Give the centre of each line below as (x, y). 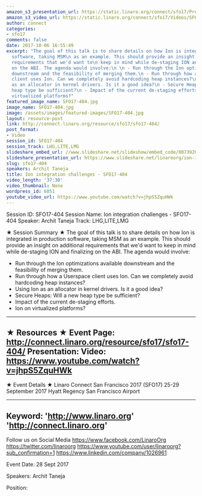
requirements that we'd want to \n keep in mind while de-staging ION (100, 62)
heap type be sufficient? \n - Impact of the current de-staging (94, 91)
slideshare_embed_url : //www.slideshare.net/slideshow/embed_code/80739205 (103, 152)
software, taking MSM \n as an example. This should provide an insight (103, 57)
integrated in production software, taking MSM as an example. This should (98, 238)
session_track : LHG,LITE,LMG (43, 146)
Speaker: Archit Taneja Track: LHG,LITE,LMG (73, 220)
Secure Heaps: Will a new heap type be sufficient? (77, 295)
